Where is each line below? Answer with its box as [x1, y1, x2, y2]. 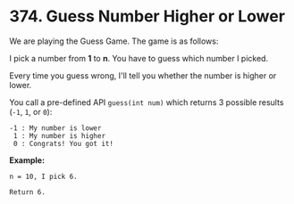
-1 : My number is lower [9, 123, 102, 133]
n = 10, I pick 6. [9, 172, 78, 181]
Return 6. [9, 187, 46, 197]
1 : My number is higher [13, 131, 105, 140]
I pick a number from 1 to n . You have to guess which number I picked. [9, 53, 269, 63]
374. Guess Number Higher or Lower [9, 6, 286, 27]
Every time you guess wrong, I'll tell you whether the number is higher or [9, 69, 277, 81]
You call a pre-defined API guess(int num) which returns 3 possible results [9, 96, 284, 108]
